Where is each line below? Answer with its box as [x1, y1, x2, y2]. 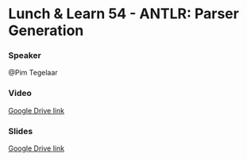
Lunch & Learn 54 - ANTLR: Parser [8, 5, 240, 23]
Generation [8, 21, 84, 40]
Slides [8, 125, 33, 136]
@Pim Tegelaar [8, 68, 58, 78]
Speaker [8, 50, 41, 61]
